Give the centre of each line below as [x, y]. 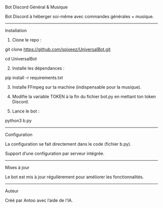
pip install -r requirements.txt [34, 78]
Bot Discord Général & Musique [36, 7]
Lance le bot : [26, 111]
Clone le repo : [27, 40]
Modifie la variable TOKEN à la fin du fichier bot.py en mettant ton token [84, 96]
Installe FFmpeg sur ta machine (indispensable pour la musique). [77, 87]
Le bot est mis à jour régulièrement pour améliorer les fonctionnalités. [74, 177]
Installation [16, 30]
